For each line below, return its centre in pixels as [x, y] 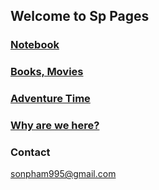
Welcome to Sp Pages [80, 16]
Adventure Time [50, 99]
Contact [30, 152]
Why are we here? [55, 126]
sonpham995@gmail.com [63, 174]
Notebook [35, 45]
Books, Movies [47, 72]
